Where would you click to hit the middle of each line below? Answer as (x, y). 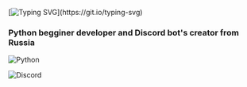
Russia (22, 42)
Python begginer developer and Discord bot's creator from (124, 32)
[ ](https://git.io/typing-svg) (75, 12)
